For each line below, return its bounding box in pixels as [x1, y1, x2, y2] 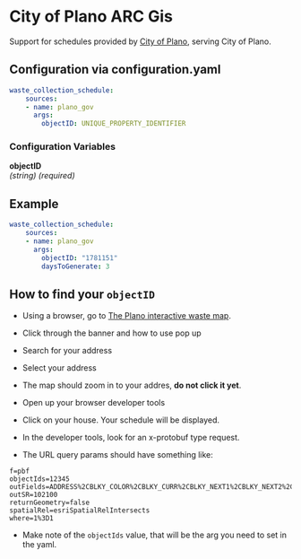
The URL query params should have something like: [21, 450, 213, 460]
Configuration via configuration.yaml [9, 62, 221, 77]
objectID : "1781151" [41, 253, 118, 262]
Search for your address [21, 345, 113, 356]
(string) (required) [9, 170, 76, 181]
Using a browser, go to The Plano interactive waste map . [21, 310, 231, 321]
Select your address [21, 362, 97, 373]
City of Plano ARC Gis [9, 6, 173, 27]
